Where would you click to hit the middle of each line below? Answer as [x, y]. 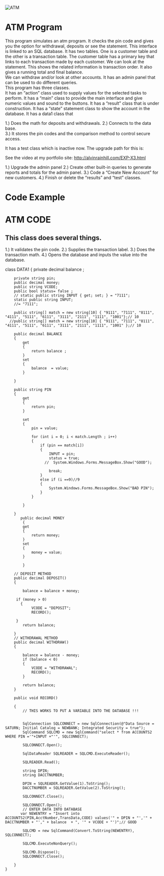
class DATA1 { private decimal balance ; [45, 270]
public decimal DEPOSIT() [40, 578]
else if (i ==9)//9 [60, 480]
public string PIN [33, 390]
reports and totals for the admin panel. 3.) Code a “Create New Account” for [82, 172]
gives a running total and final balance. [44, 72]
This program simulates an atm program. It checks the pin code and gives [80, 41]
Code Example [35, 197]
